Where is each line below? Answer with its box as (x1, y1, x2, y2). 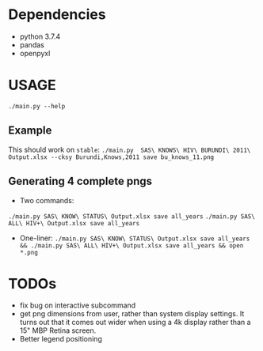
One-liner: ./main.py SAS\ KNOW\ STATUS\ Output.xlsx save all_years (19, 233, 250, 243)
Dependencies (8, 6, 106, 24)
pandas (19, 40, 45, 49)
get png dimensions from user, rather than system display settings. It (19, 309, 245, 319)
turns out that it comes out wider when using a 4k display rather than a (19, 318, 251, 327)
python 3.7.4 (19, 32, 61, 41)
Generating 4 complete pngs (8, 175, 153, 188)
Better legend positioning (19, 334, 103, 344)
